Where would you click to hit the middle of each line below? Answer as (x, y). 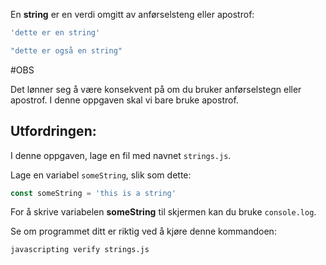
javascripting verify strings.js (80, 250)
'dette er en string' (55, 33)
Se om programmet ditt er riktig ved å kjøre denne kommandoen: (143, 231)
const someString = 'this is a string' (93, 193)
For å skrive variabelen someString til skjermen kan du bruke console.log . (163, 212)
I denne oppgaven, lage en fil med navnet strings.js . (121, 155)
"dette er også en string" (66, 50)
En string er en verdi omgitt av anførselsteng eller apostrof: (132, 14)
